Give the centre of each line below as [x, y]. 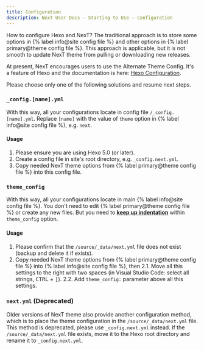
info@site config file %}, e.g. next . [49, 125]
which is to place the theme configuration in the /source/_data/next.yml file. [102, 321]
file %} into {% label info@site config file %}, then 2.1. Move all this [99, 266]
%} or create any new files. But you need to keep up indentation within [96, 212]
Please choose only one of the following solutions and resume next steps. [99, 84]
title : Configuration [34, 12]
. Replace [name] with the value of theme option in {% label [106, 118]
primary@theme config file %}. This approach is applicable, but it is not [96, 48]
